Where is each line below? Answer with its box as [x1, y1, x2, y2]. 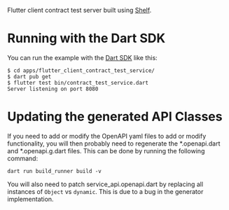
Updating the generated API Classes [7, 108, 223, 125]
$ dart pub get [7, 73, 52, 80]
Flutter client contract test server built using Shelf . [7, 6, 152, 14]
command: [7, 154, 39, 162]
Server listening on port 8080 [7, 85, 99, 92]
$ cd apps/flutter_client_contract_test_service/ [7, 66, 155, 74]
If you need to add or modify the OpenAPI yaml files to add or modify [7, 132, 207, 140]
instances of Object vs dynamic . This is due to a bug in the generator [7, 187, 204, 195]
